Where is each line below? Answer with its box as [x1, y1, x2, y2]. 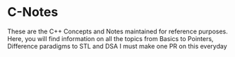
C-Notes [7, 4, 59, 20]
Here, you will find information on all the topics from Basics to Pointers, [7, 34, 214, 42]
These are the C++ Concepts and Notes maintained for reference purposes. [7, 27, 228, 35]
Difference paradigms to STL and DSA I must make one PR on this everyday [7, 42, 227, 50]
